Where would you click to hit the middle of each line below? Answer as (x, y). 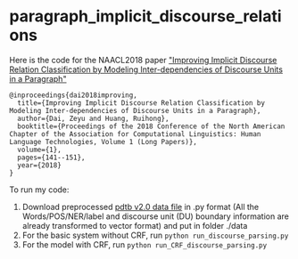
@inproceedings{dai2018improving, (74, 95)
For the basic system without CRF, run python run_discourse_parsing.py (155, 235)
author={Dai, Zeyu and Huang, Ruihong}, (93, 118)
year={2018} (40, 165)
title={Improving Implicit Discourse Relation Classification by (141, 103)
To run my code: (39, 190)
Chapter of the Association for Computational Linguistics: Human (135, 134)
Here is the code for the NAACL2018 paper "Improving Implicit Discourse (143, 60)
